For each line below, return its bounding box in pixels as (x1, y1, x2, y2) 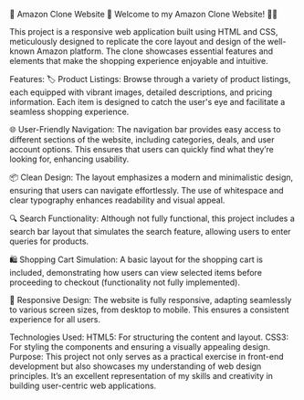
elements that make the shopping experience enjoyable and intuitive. (9, 56, 268, 66)
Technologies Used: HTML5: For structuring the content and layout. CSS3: (9, 332, 289, 342)
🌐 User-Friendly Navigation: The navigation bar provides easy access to (9, 124, 281, 134)
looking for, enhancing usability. (9, 153, 130, 164)
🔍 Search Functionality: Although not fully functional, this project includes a (9, 213, 295, 224)
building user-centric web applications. (9, 380, 157, 391)
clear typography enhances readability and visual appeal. (9, 195, 225, 205)
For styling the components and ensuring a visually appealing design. (9, 342, 271, 352)
